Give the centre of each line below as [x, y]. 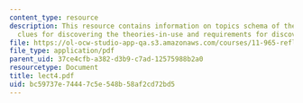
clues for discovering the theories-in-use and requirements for [143, 34]
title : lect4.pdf [42, 76]
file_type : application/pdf [62, 51]
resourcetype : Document [54, 68]
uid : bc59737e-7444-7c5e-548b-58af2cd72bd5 [92, 84]
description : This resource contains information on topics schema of [145, 26]
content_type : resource [54, 17]
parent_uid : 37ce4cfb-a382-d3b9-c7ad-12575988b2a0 [106, 59]
